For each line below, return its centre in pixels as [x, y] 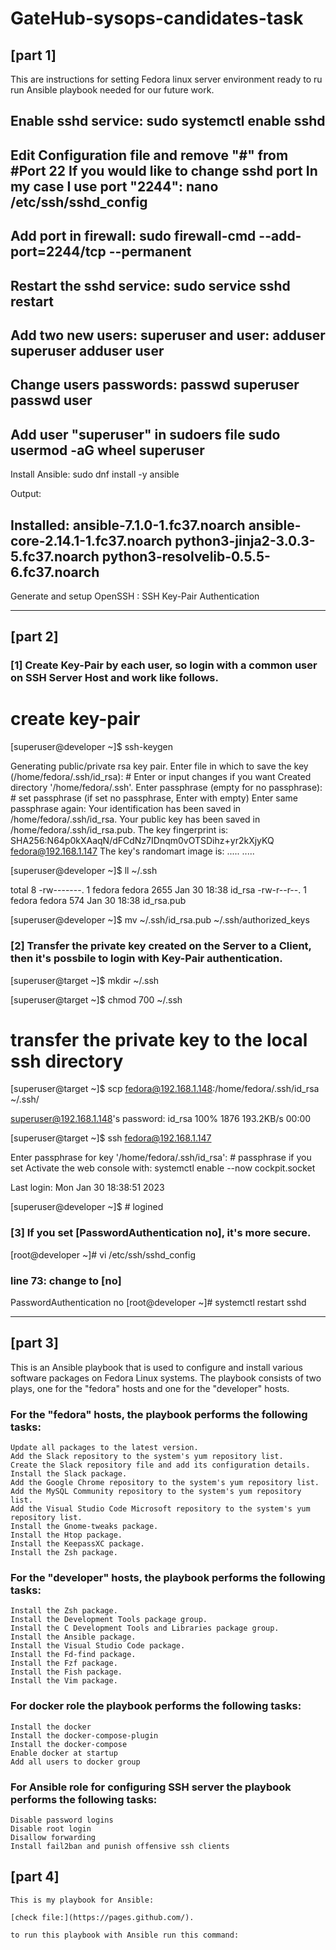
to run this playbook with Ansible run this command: [125, 1935]
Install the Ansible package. [73, 1637]
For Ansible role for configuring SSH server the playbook [151, 1787]
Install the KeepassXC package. [77, 1544]
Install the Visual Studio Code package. [98, 1646]
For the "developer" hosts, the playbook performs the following [168, 1578]
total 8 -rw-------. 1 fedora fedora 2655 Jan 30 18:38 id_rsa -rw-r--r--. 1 [158, 890]
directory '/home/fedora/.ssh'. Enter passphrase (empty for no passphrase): [166, 788]
